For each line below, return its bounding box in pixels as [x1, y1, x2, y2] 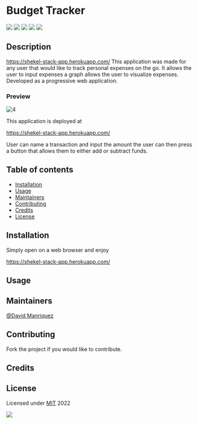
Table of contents [6, 165, 73, 175]
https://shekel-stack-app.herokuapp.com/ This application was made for [6, 58, 187, 65]
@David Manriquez [6, 312, 54, 319]
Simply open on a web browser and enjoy [6, 246, 110, 253]
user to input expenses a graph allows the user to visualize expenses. [6, 71, 179, 78]
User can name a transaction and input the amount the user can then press [6, 141, 193, 148]
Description [6, 42, 51, 52]
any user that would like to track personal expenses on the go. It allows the [6, 64, 192, 71]
